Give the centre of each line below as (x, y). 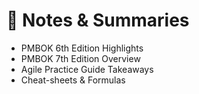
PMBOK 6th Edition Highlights (82, 48)
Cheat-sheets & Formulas (73, 80)
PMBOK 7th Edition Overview (80, 58)
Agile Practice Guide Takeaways (87, 69)
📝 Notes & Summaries (98, 20)
